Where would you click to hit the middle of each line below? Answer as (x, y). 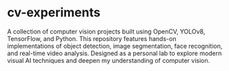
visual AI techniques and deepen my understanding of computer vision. (109, 60)
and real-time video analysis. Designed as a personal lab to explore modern (114, 53)
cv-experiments (54, 13)
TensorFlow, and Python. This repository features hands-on (92, 38)
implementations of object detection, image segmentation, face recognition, (115, 46)
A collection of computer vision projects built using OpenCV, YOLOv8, (106, 31)
